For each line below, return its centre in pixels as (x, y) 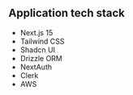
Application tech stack (67, 13)
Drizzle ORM (41, 58)
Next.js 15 (36, 32)
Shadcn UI (37, 50)
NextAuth (36, 67)
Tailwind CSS (42, 41)
